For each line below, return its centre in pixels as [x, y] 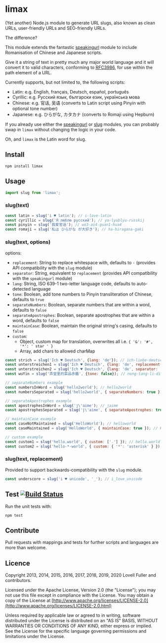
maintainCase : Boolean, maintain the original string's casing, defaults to [84, 326]
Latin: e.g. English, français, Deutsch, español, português [71, 92]
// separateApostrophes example [38, 401]
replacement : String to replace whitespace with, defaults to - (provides [84, 262]
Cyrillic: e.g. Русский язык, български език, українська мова [76, 97]
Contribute [22, 530]
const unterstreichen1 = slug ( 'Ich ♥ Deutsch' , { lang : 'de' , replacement [83, 365]
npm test [14, 515]
